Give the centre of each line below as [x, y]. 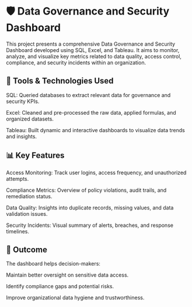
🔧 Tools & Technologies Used [60, 81]
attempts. [18, 178]
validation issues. [27, 213]
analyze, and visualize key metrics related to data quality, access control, [94, 56]
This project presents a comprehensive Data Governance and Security [91, 44]
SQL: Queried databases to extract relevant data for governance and [88, 95]
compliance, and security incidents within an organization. [76, 63]
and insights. [21, 136]
